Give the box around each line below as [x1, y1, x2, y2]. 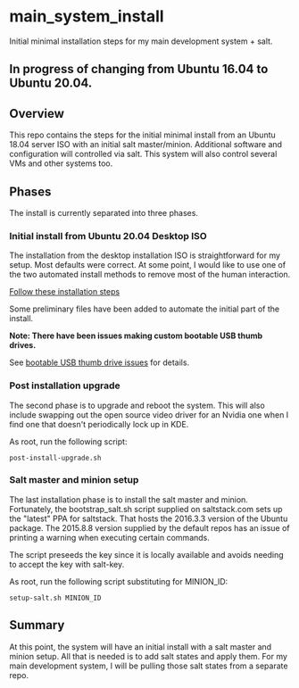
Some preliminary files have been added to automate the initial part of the [9, 303, 279, 314]
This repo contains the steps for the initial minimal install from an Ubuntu [9, 129, 277, 140]
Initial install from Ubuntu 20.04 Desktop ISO [9, 229, 207, 242]
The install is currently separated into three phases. [9, 207, 199, 218]
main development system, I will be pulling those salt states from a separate [9, 660, 288, 671]
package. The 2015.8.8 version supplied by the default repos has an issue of [9, 522, 290, 533]
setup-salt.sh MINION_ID [9, 593, 102, 602]
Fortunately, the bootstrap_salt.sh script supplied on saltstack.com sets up [9, 503, 283, 514]
